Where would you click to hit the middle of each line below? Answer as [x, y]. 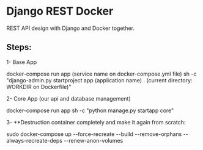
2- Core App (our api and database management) [69, 98]
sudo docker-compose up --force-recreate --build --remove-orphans [94, 134]
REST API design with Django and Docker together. [71, 28]
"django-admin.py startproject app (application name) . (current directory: [99, 80]
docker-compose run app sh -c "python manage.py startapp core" [90, 110]
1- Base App [22, 62]
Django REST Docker [60, 11]
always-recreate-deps [35, 140]
